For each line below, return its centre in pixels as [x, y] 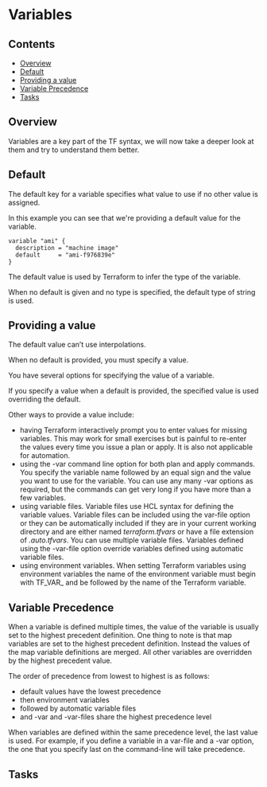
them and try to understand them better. [74, 150]
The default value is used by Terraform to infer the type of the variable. [124, 276]
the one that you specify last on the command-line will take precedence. [127, 750]
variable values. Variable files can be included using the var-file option [135, 515]
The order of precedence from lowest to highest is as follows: [109, 676]
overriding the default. [44, 399]
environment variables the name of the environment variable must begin [138, 574]
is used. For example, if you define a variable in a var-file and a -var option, [131, 741]
